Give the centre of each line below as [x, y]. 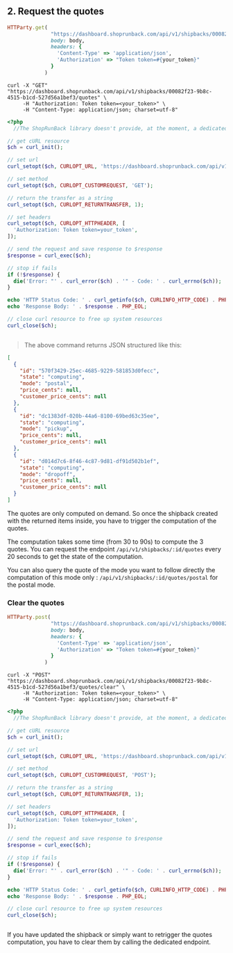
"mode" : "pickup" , [46, 429]
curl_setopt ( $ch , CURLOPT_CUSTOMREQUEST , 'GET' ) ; [80, 185]
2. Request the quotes [56, 11]
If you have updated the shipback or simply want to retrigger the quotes [110, 935]
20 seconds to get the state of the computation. [76, 556]
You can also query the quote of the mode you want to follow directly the [111, 569]
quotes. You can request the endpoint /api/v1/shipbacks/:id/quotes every [114, 549]
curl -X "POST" [29, 675]
